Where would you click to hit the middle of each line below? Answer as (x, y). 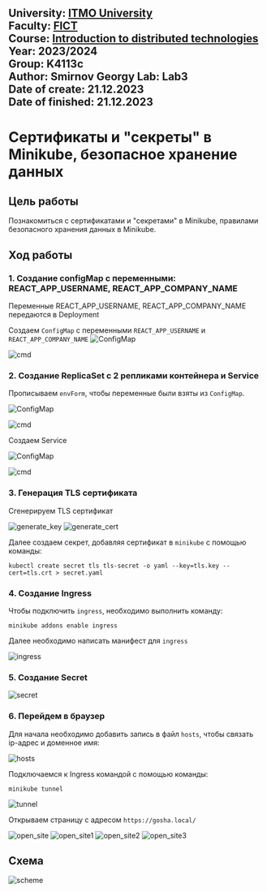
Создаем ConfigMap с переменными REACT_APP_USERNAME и (107, 330)
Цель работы (43, 201)
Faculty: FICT (43, 26)
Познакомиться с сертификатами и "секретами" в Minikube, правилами (133, 221)
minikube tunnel (36, 789)
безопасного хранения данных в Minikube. (82, 230)
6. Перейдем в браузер (57, 716)
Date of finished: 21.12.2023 (81, 102)
